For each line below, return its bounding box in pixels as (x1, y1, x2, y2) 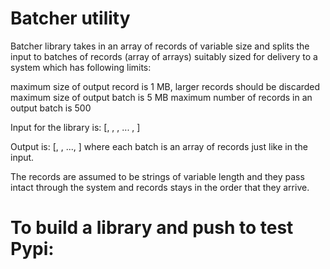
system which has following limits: (10, 61, 152, 73)
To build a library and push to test (10, 217, 294, 239)
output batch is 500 (10, 102, 92, 114)
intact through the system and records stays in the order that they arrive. (10, 181, 310, 193)
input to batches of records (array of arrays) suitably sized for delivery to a (10, 50, 318, 62)
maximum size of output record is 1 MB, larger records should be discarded (10, 80, 321, 92)
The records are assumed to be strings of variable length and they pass (10, 170, 305, 182)
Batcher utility (10, 7, 131, 30)
